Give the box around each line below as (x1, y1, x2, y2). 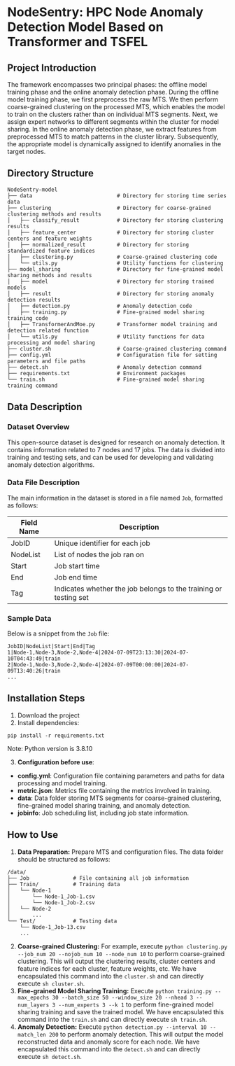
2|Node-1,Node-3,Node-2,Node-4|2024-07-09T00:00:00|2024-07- (7, 661, 190, 668)
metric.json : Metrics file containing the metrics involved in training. (17, 786, 212, 794)
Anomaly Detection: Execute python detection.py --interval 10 (17, 1023, 207, 1031)
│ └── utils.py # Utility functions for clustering (7, 260, 224, 267)
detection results (7, 296, 61, 303)
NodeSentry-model (7, 186, 58, 193)
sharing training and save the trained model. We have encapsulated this (17, 1007, 225, 1016)
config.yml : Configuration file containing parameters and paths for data (17, 771, 225, 780)
